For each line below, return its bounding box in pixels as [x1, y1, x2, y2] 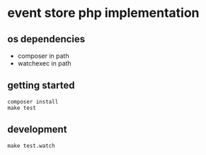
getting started [7, 80, 75, 92]
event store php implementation [7, 5, 200, 21]
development [7, 123, 67, 135]
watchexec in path [17, 59, 72, 68]
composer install [7, 98, 59, 105]
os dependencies [7, 33, 86, 45]
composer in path [17, 51, 69, 60]
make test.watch [7, 142, 55, 149]
